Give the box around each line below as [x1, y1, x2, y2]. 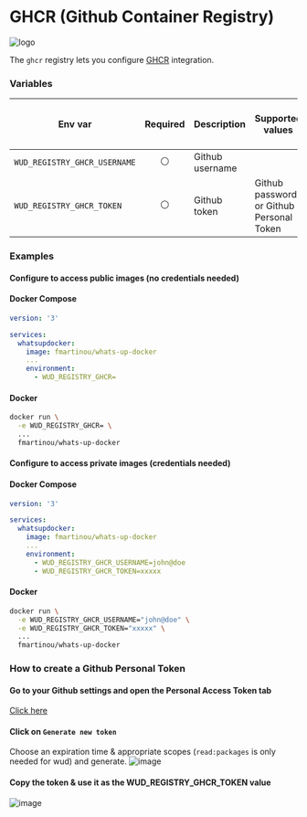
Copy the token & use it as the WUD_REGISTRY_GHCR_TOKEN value [9, 777, 271, 788]
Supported [254, 112, 302, 125]
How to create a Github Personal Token [9, 663, 185, 675]
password [254, 188, 297, 201]
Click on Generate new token [9, 726, 117, 737]
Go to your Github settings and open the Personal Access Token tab [9, 684, 272, 695]
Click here [9, 706, 48, 716]
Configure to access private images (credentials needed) [9, 458, 231, 469]
